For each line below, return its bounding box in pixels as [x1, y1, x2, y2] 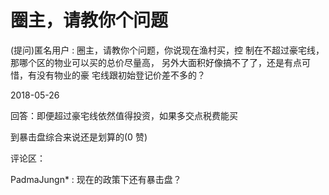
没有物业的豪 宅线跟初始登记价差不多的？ [36, 69, 206, 81]
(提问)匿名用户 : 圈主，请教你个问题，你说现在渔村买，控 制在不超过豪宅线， [10, 44, 325, 56]
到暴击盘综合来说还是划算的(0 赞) [10, 131, 148, 143]
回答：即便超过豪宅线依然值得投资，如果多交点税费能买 [10, 109, 238, 121]
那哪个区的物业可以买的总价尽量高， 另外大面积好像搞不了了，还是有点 [10, 56, 302, 68]
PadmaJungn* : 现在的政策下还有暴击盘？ [10, 173, 182, 185]
